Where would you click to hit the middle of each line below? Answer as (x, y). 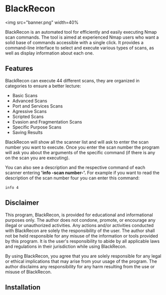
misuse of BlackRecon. (28, 272)
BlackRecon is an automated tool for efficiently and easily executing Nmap (81, 32)
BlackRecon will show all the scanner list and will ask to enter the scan (77, 142)
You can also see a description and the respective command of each (75, 167)
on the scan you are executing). (37, 158)
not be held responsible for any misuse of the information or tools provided (82, 236)
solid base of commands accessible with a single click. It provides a (74, 42)
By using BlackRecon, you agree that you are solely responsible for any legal (83, 256)
